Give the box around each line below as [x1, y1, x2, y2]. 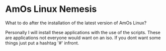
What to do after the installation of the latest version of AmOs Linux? [5, 20, 147, 26]
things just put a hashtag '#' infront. [5, 40, 79, 46]
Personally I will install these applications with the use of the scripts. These [5, 29, 161, 35]
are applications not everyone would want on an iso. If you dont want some [5, 35, 161, 41]
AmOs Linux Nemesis [5, 3, 97, 15]
